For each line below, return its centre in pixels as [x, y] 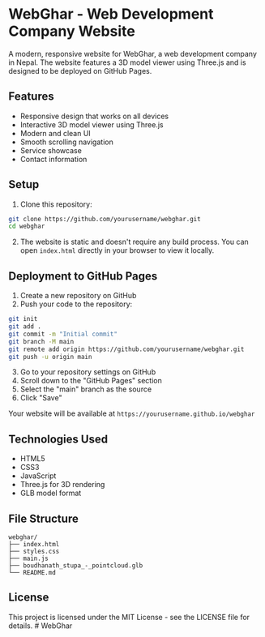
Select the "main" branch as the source [86, 389]
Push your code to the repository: [76, 304]
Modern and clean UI [55, 133]
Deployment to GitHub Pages [83, 276]
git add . [25, 327]
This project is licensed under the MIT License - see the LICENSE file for [129, 617]
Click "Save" [41, 398]
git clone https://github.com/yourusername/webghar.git [105, 219]
